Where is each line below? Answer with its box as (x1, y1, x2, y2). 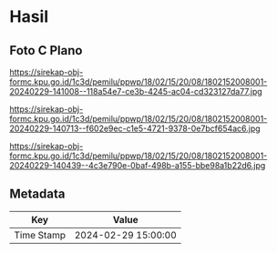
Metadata (9, 187, 66, 202)
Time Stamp (14, 228, 67, 241)
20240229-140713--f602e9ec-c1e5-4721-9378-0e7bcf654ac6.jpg (9, 123, 262, 134)
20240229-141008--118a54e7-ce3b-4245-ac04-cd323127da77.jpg (9, 86, 262, 96)
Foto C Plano (9, 43, 83, 58)
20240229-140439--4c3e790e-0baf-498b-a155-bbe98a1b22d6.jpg (9, 160, 266, 170)
